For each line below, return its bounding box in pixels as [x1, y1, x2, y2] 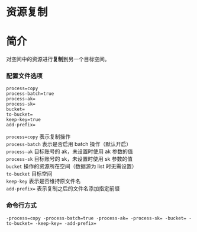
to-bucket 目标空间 [6, 170, 53, 177]
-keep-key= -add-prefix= [35, 220, 96, 226]
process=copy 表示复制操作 [6, 133, 71, 140]
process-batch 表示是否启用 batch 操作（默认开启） [6, 141, 132, 148]
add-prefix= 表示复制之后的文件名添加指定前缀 [6, 185, 120, 192]
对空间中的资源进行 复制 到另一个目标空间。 [6, 56, 110, 63]
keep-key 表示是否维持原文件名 [6, 177, 81, 185]
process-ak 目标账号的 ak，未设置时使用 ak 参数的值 [6, 148, 133, 155]
